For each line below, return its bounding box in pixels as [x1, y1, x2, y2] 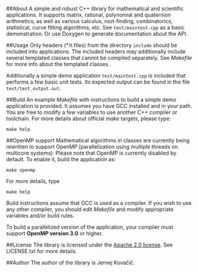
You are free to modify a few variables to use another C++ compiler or [6, 109, 178, 116]
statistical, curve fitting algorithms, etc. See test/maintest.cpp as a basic [6, 24, 185, 31]
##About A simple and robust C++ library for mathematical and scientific [6, 5, 184, 12]
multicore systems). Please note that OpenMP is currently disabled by [6, 149, 177, 156]
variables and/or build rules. [6, 212, 75, 219]
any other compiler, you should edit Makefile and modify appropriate [6, 206, 174, 213]
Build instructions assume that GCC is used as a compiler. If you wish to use [6, 200, 191, 206]
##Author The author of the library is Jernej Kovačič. [6, 259, 135, 266]
